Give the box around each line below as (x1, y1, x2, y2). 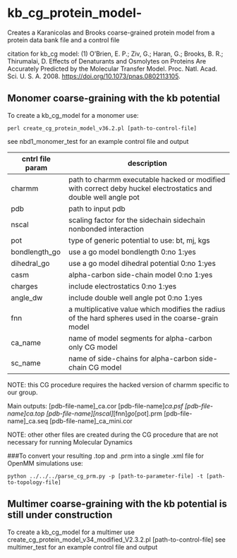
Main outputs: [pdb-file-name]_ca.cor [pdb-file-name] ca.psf (7, 401, 183, 410)
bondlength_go (11, 247, 61, 257)
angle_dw (11, 293, 43, 303)
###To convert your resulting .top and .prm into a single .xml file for (7, 451, 205, 460)
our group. (7, 388, 38, 396)
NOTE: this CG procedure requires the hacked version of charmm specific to (7, 380, 229, 389)
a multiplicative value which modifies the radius (68, 304, 226, 314)
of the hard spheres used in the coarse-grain (68, 313, 219, 322)
